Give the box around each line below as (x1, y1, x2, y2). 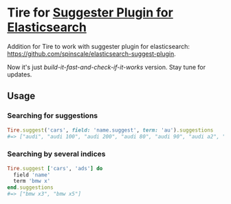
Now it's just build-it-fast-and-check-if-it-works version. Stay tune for (7, 63, 206, 71)
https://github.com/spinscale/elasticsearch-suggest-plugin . (7, 50, 177, 58)
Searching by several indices (7, 150, 106, 159)
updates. (7, 70, 32, 79)
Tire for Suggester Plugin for (7, 5, 173, 21)
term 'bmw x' (13, 178, 51, 185)
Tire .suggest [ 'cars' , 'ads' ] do (7, 165, 103, 172)
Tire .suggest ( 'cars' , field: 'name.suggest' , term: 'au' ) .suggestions (7, 126, 214, 134)
